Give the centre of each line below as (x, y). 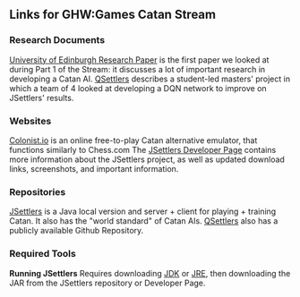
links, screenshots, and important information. (94, 168)
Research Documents (57, 40)
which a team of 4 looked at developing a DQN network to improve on (138, 88)
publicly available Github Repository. (77, 231)
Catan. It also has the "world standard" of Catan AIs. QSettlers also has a (144, 221)
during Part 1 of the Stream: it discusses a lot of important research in (137, 69)
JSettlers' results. (42, 98)
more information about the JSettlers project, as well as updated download (147, 159)
